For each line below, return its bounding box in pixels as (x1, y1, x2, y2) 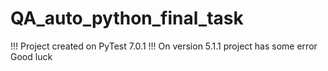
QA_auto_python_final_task (10, 7, 244, 30)
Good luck (10, 50, 53, 62)
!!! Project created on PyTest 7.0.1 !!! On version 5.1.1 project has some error (10, 40, 318, 52)
